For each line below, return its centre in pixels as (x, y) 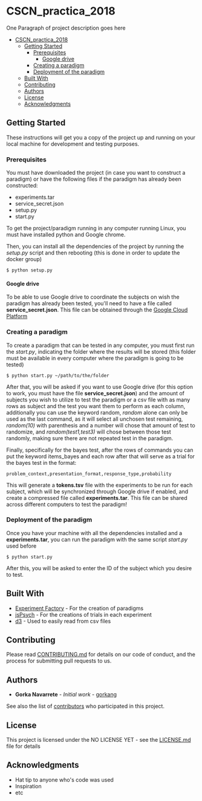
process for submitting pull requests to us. (59, 661)
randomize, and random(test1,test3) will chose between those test (89, 432)
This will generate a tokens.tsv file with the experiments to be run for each (99, 485)
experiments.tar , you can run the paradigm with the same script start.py (97, 539)
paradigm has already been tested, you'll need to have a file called (89, 303)
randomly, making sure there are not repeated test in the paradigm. (90, 438)
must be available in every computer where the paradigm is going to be (95, 358)
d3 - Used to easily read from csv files (63, 621)
